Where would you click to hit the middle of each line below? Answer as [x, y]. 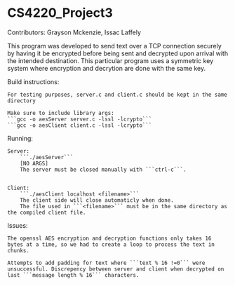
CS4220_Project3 [60, 13]
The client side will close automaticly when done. [97, 200]
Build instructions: [33, 81]
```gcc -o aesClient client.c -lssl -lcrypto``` [80, 125]
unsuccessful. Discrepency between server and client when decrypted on [116, 269]
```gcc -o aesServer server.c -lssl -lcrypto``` [80, 119]
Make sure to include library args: [61, 113]
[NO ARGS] [34, 163]
